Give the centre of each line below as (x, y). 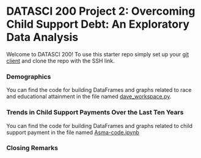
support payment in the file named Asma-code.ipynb (73, 132)
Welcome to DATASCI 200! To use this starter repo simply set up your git (98, 54)
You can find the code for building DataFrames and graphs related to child (100, 126)
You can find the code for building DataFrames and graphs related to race (99, 90)
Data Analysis (42, 37)
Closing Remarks (32, 148)
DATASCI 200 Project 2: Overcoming (101, 11)
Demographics (29, 77)
